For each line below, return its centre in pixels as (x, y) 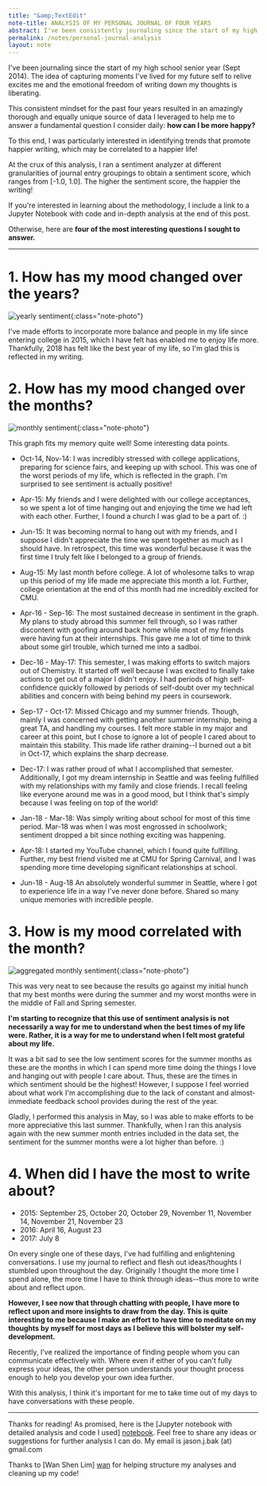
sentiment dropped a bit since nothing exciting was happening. (123, 835)
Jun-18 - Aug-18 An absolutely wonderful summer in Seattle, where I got (138, 882)
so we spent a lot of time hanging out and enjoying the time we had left (136, 508)
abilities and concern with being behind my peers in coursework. (126, 696)
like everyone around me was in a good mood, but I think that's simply (134, 794)
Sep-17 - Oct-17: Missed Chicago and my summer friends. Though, (130, 711)
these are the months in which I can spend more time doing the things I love (132, 1067)
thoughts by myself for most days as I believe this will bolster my (117, 1328)
